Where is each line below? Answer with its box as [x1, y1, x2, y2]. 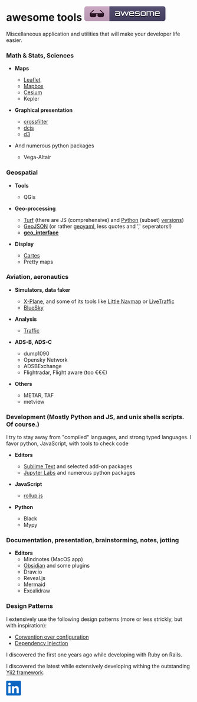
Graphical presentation [14, 107, 73, 114]
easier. [6, 36, 22, 44]
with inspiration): [6, 622, 47, 629]
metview [23, 398, 45, 405]
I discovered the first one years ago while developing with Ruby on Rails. [6, 651, 183, 658]
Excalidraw [23, 587, 51, 594]
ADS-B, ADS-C [14, 338, 52, 346]
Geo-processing [14, 205, 56, 212]
